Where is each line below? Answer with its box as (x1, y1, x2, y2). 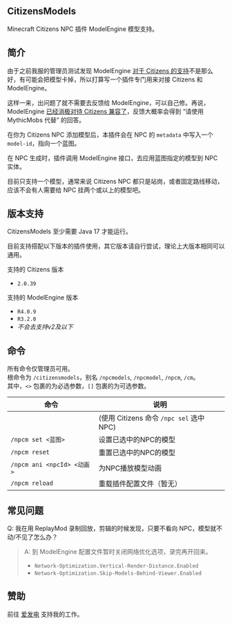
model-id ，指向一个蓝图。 (7, 139, 81, 147)
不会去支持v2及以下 (17, 323, 74, 331)
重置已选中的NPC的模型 (98, 448, 176, 458)
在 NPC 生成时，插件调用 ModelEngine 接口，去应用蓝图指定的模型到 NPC (7, 153, 218, 162)
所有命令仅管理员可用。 (7, 365, 74, 373)
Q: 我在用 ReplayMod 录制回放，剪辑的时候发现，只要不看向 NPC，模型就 (7, 524, 217, 532)
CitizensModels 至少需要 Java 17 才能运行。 (7, 227, 133, 235)
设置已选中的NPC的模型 (98, 435, 176, 445)
